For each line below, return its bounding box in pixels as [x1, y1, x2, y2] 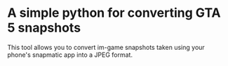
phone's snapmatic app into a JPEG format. [7, 51, 133, 59]
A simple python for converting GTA [7, 5, 221, 21]
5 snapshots [7, 20, 81, 36]
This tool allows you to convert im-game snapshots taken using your [7, 43, 205, 51]
